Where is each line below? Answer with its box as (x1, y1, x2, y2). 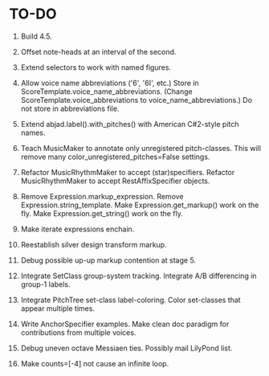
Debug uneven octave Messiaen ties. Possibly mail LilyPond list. (20, 343, 233, 353)
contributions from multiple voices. (20, 327, 137, 337)
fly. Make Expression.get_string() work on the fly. (20, 208, 184, 218)
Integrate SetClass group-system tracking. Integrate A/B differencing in (20, 271, 257, 280)
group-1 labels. (20, 279, 71, 289)
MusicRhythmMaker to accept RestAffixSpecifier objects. (20, 176, 210, 186)
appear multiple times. (20, 303, 96, 313)
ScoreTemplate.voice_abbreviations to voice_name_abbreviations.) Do (20, 95, 252, 104)
